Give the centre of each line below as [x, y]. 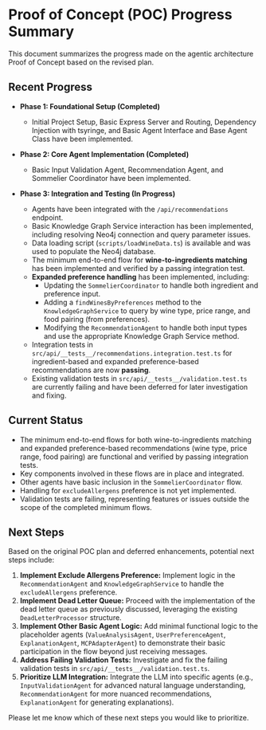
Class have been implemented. [82, 139]
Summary [41, 31]
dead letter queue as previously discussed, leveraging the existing [128, 609]
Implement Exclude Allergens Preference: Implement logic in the [127, 575]
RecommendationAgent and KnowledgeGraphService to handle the [122, 584]
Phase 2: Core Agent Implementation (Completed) [104, 154]
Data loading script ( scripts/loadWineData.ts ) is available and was [141, 243]
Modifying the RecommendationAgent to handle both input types [145, 328]
